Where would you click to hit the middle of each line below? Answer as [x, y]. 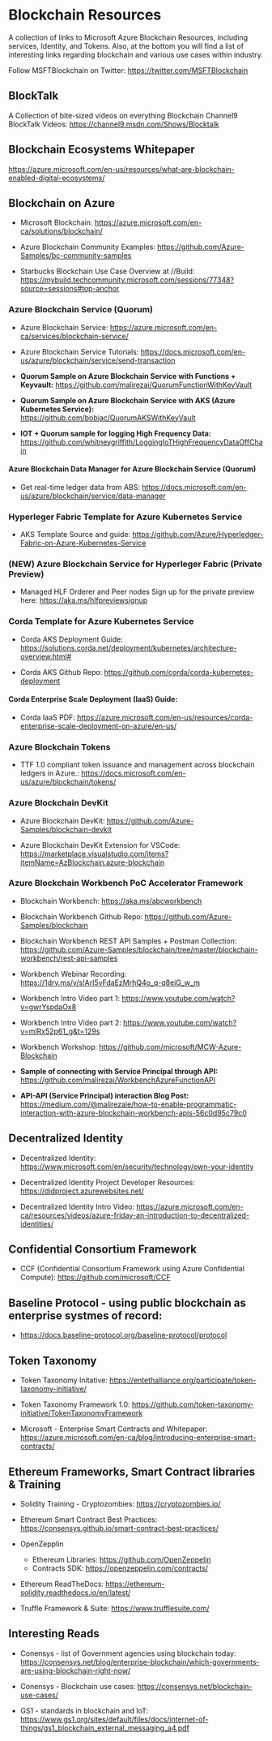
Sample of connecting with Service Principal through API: [119, 1071]
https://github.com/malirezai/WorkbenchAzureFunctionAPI [118, 1080]
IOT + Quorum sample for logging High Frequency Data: [116, 433]
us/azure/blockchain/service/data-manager [93, 496]
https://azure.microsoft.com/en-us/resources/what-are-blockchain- [121, 169]
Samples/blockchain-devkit [66, 829]
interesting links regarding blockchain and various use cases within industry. [136, 54]
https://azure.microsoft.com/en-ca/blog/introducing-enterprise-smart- [138, 1438]
